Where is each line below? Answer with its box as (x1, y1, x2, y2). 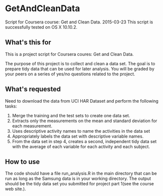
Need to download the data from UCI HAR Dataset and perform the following (5, 98, 159, 104)
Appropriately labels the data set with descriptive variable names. (12, 133, 144, 139)
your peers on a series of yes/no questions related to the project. (5, 71, 135, 77)
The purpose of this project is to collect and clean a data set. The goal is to (5, 60, 156, 66)
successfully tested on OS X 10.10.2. (5, 24, 78, 30)
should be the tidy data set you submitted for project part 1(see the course (5, 181, 154, 187)
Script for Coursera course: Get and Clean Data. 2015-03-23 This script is (5, 19, 153, 25)
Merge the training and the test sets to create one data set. (12, 112, 130, 118)
